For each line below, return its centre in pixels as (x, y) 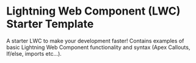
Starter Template (50, 24)
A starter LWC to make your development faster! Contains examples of (95, 41)
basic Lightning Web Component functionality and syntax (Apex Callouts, (98, 47)
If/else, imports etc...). (34, 53)
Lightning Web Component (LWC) (93, 11)
